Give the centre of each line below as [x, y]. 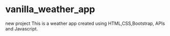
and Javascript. [22, 28]
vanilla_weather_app [50, 9]
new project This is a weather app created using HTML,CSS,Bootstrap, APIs [85, 23]
